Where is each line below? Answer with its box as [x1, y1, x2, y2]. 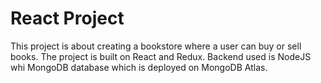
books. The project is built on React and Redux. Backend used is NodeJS [10, 50, 312, 62]
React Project [10, 7, 125, 30]
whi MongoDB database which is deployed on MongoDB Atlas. [10, 61, 268, 73]
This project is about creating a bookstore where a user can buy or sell [10, 40, 302, 52]
